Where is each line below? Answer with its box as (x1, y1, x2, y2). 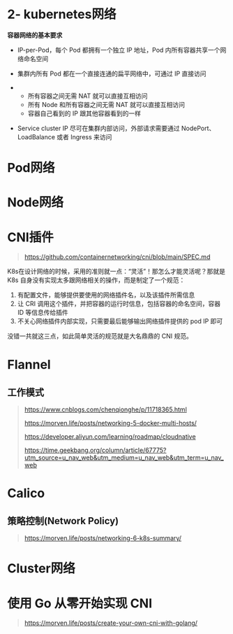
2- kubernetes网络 (7, 6, 116, 22)
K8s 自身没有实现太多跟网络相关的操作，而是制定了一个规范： (7, 276, 186, 284)
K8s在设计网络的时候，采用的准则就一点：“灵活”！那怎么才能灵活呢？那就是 (7, 267, 225, 276)
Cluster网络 (7, 561, 75, 577)
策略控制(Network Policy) (7, 515, 119, 527)
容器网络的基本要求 (7, 31, 63, 39)
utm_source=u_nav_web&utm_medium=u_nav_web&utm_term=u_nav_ (24, 453, 225, 462)
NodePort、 (181, 124, 216, 132)
